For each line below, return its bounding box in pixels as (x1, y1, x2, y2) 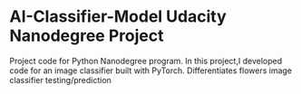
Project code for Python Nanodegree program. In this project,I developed (9, 55, 283, 66)
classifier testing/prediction (9, 74, 112, 85)
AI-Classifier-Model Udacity (9, 6, 227, 27)
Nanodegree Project (9, 25, 164, 46)
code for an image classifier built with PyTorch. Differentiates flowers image (9, 65, 293, 76)
